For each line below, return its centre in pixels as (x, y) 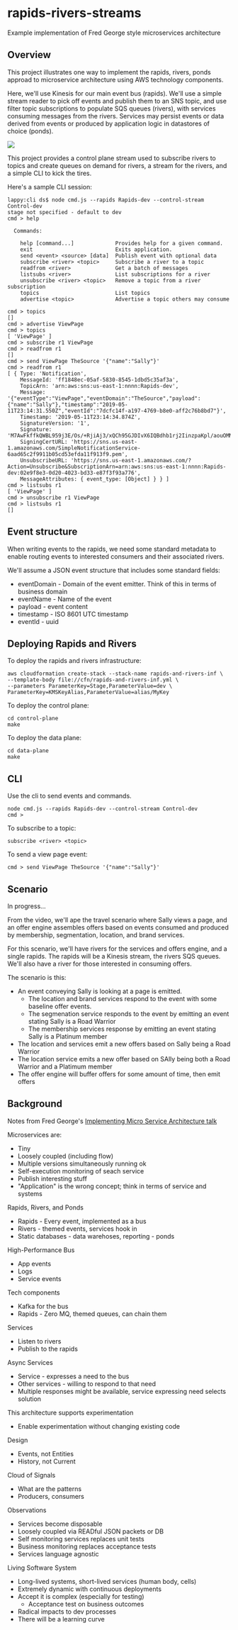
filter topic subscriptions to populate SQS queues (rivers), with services (112, 108)
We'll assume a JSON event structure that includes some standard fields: (114, 570)
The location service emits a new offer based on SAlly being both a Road (124, 1059)
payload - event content (53, 606)
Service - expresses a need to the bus (73, 1376)
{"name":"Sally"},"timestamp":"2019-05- (68, 404)
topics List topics (85, 293)
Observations (27, 1510)
